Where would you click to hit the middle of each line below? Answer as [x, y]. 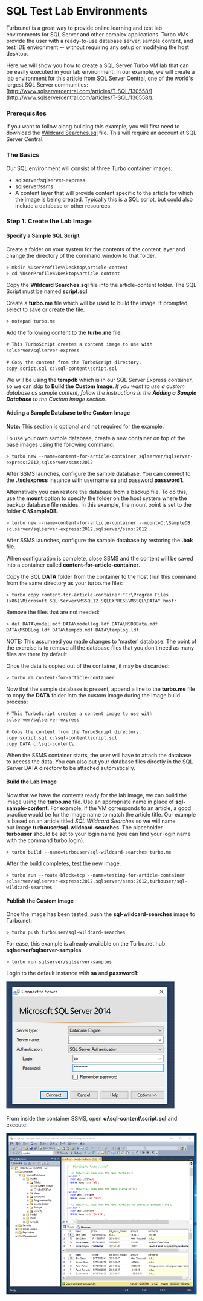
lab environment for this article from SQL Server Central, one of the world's [100, 78]
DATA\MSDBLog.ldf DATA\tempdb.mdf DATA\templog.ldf [72, 630]
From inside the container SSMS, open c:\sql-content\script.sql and [92, 1119]
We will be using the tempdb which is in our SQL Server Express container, [100, 380]
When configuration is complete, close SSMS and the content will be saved [100, 558]
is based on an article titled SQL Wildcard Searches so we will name [91, 821]
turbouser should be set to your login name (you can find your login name [99, 834]
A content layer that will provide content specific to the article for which [104, 193]
